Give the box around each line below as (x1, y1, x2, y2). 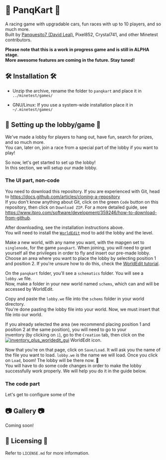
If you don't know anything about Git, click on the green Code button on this (5, 199, 159, 205)
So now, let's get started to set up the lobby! (5, 159, 96, 165)
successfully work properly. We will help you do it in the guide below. (5, 368, 147, 374)
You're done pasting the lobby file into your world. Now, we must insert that (5, 306, 160, 312)
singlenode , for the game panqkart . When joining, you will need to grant (5, 244, 152, 250)
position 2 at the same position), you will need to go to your (5, 326, 127, 333)
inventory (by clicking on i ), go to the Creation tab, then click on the (5, 332, 145, 338)
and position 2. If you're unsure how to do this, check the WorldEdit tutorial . (5, 260, 160, 266)
